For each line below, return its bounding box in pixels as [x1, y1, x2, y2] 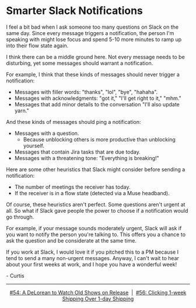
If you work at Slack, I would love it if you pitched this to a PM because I [6, 248, 179, 255]
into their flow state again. [6, 42, 69, 49]
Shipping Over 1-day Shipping [62, 295, 134, 302]
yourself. [23, 142, 45, 149]
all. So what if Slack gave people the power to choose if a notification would [6, 207, 188, 214]
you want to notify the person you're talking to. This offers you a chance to [6, 231, 185, 238]
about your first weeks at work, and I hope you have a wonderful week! [6, 261, 177, 268]
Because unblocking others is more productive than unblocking [23, 136, 176, 143]
